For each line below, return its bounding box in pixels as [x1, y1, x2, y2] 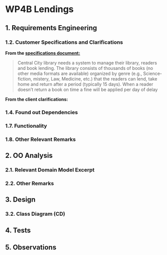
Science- [143, 70, 162, 76]
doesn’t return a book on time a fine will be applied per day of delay [17, 87, 158, 93]
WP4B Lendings [5, 4, 74, 15]
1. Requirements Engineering [5, 24, 97, 32]
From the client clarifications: [5, 96, 68, 102]
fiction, [17, 75, 33, 81]
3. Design [5, 195, 36, 204]
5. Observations [5, 243, 57, 251]
